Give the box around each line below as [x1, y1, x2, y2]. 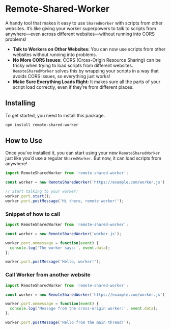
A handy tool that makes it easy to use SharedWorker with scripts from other [5, 20, 163, 26]
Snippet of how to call [5, 210, 60, 217]
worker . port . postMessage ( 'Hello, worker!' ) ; [5, 259, 101, 264]
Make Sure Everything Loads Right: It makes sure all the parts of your [12, 79, 161, 85]
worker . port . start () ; [5, 194, 51, 199]
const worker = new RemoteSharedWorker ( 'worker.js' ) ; [5, 231, 122, 236]
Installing [5, 99, 36, 108]
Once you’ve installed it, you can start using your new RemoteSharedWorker [5, 150, 160, 156]
